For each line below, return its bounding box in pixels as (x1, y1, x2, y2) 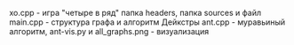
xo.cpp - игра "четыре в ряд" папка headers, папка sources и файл (9, 8, 262, 18)
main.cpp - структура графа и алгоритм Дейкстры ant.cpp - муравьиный (9, 17, 286, 27)
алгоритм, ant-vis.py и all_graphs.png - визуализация (9, 26, 210, 36)
